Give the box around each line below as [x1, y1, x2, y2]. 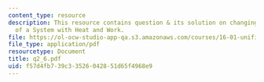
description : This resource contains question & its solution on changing [8, 19, 258, 27]
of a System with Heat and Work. [15, 26, 125, 34]
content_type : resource [8, 11, 86, 20]
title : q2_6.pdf [8, 55, 61, 63]
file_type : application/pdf [8, 41, 101, 48]
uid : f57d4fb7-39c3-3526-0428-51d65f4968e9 [8, 62, 153, 70]
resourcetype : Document [8, 48, 86, 55]
